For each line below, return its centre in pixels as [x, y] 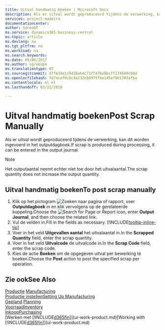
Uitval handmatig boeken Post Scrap [80, 115]
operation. [23, 264]
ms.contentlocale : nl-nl [30, 82]
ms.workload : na [22, 51]
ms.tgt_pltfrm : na [24, 46]
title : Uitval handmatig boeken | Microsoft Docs [57, 10]
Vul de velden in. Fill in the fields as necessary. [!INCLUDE [70, 222]
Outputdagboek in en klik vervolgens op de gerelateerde [70, 207]
